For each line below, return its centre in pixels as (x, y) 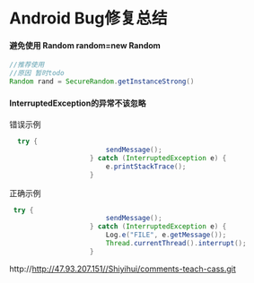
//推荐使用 (27, 65)
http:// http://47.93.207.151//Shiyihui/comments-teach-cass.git (123, 269)
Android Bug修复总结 (88, 18)
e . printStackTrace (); (146, 167)
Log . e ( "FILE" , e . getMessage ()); (166, 235)
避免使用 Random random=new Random (85, 45)
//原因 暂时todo (37, 73)
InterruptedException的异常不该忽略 (78, 103)
